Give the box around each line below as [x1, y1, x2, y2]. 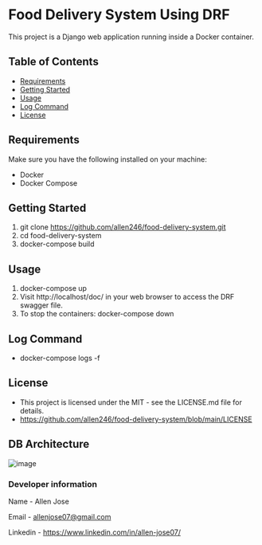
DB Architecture [8, 437, 90, 451]
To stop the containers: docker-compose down [19, 309, 174, 319]
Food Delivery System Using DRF [8, 6, 230, 24]
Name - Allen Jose [8, 496, 69, 506]
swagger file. [19, 300, 64, 310]
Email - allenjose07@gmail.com [8, 512, 111, 521]
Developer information [8, 478, 98, 489]
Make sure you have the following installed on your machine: [8, 154, 207, 164]
